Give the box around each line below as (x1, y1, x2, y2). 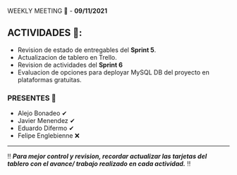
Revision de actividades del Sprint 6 (17, 60, 123, 69)
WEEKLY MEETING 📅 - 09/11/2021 (7, 7, 108, 15)
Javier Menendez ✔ (17, 117, 75, 125)
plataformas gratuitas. (17, 75, 83, 84)
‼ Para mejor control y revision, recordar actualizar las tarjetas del (7, 152, 207, 161)
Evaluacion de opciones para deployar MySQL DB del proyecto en (17, 67, 209, 77)
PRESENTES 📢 (7, 93, 56, 103)
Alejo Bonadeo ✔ (17, 109, 68, 117)
